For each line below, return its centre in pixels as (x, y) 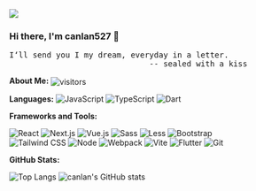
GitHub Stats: (35, 159)
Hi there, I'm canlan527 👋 (64, 36)
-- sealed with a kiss (198, 64)
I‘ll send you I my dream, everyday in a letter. (119, 55)
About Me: (29, 81)
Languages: (32, 99)
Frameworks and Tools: (53, 116)
